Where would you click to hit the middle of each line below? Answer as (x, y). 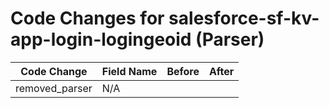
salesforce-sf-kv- (244, 18)
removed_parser (54, 88)
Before (183, 71)
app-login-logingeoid (101, 39)
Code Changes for (87, 18)
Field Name (129, 71)
